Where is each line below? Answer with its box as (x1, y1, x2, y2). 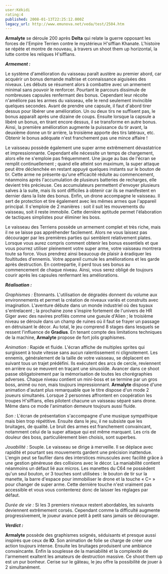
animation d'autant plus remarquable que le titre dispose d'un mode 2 (5, 387, 149, 393)
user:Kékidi (5, 7, 30, 13)
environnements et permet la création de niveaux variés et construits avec (5, 297, 159, 303)
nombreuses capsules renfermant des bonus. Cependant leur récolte (5, 92, 148, 98)
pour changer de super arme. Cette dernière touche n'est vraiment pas (5, 481, 152, 487)
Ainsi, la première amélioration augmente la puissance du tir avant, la (5, 124, 147, 130)
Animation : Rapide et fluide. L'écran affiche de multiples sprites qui (5, 344, 145, 350)
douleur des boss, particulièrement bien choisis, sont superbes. (5, 434, 137, 441)
